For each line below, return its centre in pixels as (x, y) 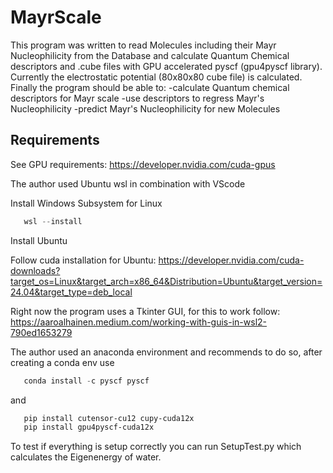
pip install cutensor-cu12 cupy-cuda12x (109, 418)
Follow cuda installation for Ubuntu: (83, 260)
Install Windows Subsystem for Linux (86, 203)
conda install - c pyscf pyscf (86, 381)
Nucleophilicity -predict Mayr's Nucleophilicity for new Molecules (145, 108)
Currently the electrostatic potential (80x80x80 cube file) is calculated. (156, 77)
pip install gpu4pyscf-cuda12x (89, 427)
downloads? (35, 270)
